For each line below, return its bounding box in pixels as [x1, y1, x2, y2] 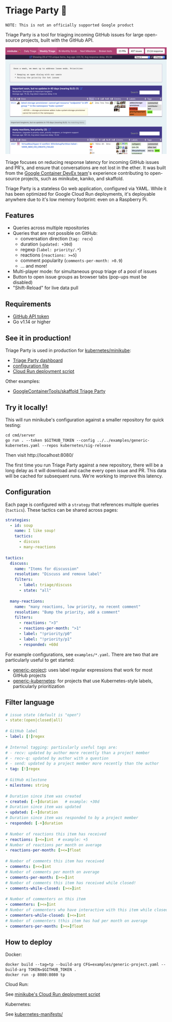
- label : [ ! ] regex [5, 734, 45, 739]
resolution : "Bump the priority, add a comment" [14, 609, 120, 615]
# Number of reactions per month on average [5, 842, 102, 847]
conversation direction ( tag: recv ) [20, 236, 93, 242]
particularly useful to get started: [5, 657, 75, 663]
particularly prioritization [12, 683, 65, 689]
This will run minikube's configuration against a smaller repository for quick [5, 416, 164, 423]
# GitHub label [5, 729, 38, 734]
